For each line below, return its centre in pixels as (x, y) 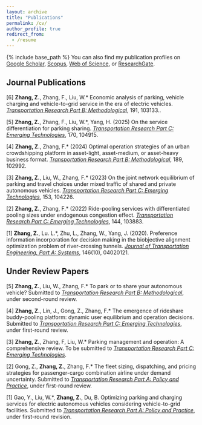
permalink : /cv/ (27, 23)
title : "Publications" (35, 18)
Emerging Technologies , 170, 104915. (52, 134)
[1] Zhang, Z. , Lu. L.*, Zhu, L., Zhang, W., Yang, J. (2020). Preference (92, 233)
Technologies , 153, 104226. (40, 197)
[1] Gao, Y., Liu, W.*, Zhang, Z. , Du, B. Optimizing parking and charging (94, 397)
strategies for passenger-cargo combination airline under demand (89, 372)
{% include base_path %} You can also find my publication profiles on (93, 57)
